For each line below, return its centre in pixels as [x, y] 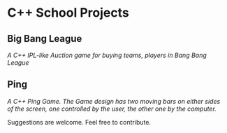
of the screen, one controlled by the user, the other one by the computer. [112, 109]
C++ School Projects [68, 13]
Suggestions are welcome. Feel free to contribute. [79, 122]
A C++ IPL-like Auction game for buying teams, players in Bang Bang [107, 55]
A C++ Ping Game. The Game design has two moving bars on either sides [114, 101]
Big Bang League [45, 39]
